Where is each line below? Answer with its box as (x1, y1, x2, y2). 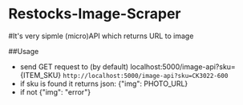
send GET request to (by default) (19, 61, 129, 72)
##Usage (8, 46, 39, 56)
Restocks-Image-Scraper (8, 5, 182, 23)
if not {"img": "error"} (19, 87, 91, 96)
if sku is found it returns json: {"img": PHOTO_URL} (19, 79, 188, 88)
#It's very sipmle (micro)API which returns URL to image (8, 31, 194, 41)
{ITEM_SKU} (19, 70, 62, 80)
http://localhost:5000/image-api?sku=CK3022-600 (63, 72, 229, 80)
